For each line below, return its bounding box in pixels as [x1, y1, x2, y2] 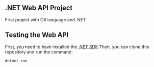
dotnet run [5, 58, 27, 63]
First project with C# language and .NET [5, 17, 86, 22]
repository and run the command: [5, 49, 73, 55]
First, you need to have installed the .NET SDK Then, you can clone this [5, 44, 149, 50]
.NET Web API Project [5, 4, 73, 12]
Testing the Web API [5, 31, 69, 39]
